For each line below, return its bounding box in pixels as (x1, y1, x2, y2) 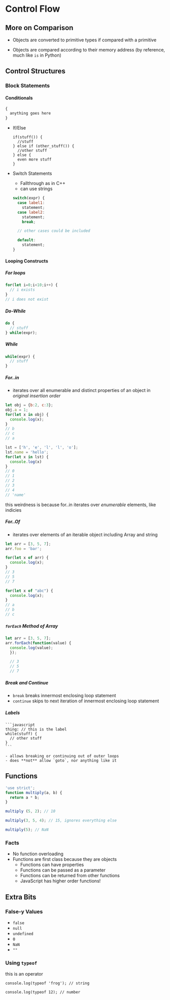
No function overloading (12, 851, 63, 857)
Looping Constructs (5, 258, 48, 264)
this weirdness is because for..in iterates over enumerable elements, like (5, 502, 156, 508)
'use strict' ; (5, 785, 36, 791)
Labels (5, 709, 20, 716)
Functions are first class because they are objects (12, 856, 117, 862)
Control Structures (5, 67, 66, 75)
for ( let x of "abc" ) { (5, 588, 53, 593)
